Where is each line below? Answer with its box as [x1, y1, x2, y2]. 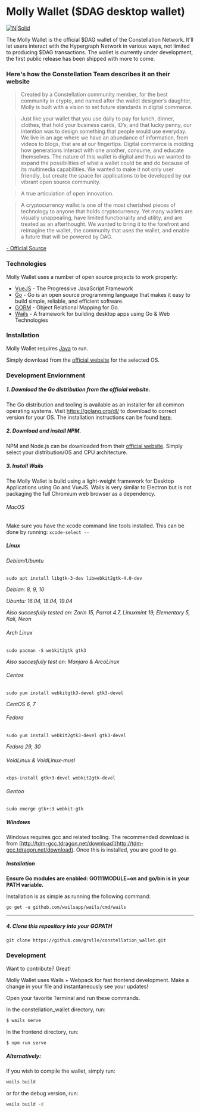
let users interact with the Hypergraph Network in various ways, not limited [6, 42, 190, 49]
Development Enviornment [6, 371, 85, 380]
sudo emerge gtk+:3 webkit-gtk [6, 806, 84, 812]
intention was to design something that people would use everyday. [20, 128, 187, 135]
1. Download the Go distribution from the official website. [6, 386, 151, 393]
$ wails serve [6, 1017, 42, 1023]
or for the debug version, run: [6, 1090, 79, 1097]
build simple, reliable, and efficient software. [14, 297, 124, 305]
